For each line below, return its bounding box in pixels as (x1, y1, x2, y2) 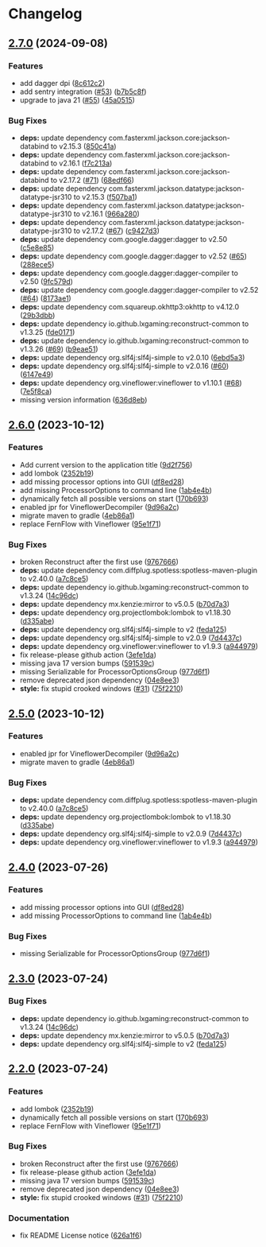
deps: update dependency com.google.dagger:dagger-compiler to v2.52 (19, 286, 259, 295)
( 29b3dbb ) (19, 311, 56, 320)
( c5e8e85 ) (19, 243, 55, 253)
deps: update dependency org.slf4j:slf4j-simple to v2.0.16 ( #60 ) (19, 361, 229, 371)
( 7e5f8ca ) (19, 387, 52, 396)
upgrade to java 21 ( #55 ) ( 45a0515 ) (19, 95, 135, 104)
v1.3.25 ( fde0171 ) (19, 328, 75, 337)
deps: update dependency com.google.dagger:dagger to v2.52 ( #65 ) (19, 251, 248, 261)
